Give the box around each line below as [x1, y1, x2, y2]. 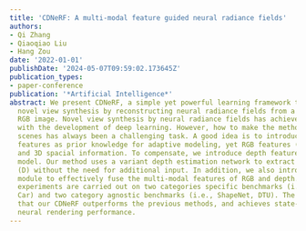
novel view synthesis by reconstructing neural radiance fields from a [17, 106, 296, 115]
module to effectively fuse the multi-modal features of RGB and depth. [17, 174, 300, 183]
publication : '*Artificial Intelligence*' [9, 89, 173, 98]
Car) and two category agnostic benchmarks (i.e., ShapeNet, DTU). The [17, 191, 296, 200]
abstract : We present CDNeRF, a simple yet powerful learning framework [9, 97, 291, 107]
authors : [9, 22, 43, 31]
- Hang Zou [9, 47, 51, 56]
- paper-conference [9, 81, 84, 90]
